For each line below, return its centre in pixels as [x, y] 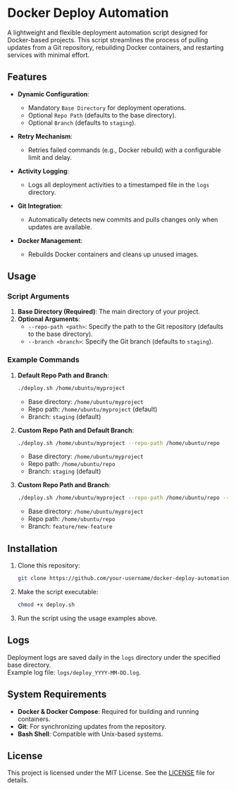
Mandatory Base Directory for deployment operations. [107, 108]
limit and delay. [50, 157]
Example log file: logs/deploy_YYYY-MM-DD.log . [74, 672]
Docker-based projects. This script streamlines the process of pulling [108, 39]
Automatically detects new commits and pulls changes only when [123, 219]
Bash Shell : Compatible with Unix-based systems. [90, 734]
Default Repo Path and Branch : [63, 375]
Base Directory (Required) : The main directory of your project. [109, 312]
